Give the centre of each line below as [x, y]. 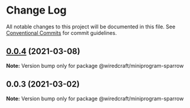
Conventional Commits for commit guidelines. [61, 32]
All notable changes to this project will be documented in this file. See [91, 27]
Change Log [36, 10]
